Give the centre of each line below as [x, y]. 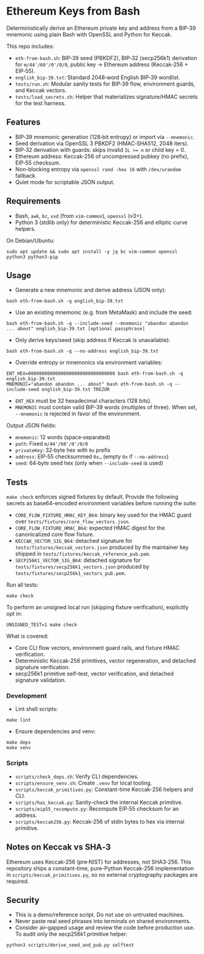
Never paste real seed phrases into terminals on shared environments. [103, 921]
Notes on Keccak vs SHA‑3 [59, 847]
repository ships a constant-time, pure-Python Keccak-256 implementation [100, 868]
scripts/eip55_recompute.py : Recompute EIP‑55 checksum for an [97, 808]
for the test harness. [40, 103]
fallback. [26, 175]
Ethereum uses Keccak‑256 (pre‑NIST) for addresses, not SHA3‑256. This [99, 862]
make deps [19, 743]
